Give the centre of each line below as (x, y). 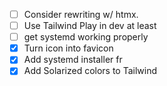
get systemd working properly (86, 37)
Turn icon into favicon (68, 48)
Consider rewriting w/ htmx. (81, 14)
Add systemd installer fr (73, 60)
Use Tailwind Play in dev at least (90, 26)
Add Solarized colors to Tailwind (90, 71)
